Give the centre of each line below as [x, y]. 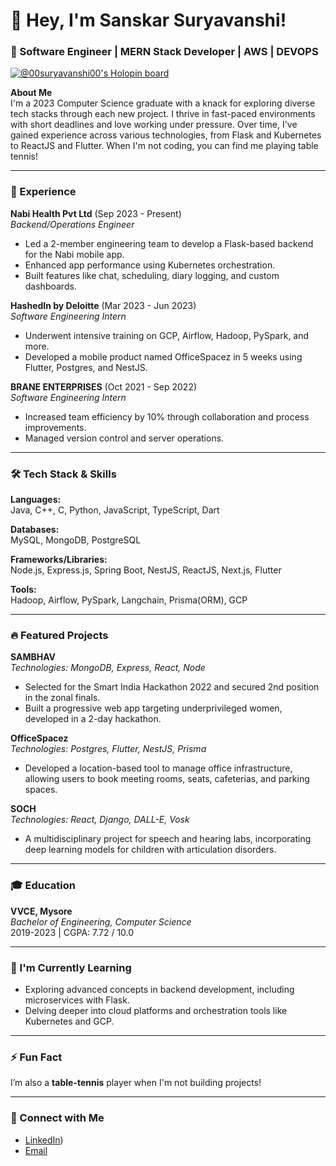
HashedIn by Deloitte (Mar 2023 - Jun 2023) [103, 305]
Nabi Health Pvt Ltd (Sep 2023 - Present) [96, 213]
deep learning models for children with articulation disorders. [150, 850]
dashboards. [50, 286]
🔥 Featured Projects [59, 635]
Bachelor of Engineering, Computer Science [101, 921]
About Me [31, 93]
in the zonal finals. [62, 698]
